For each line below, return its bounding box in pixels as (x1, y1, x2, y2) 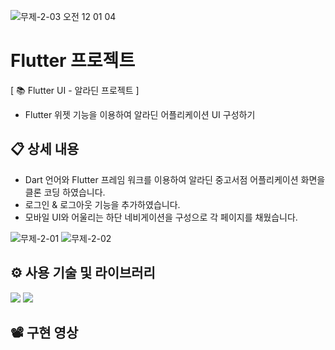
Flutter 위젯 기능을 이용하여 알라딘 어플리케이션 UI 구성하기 (24, 108, 256, 120)
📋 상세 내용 (10, 141, 80, 158)
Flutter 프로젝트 (10, 50, 136, 72)
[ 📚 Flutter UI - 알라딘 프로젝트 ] (10, 84, 140, 96)
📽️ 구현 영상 (10, 324, 79, 341)
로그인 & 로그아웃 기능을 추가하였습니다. (24, 198, 181, 210)
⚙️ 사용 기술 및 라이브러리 (10, 265, 156, 282)
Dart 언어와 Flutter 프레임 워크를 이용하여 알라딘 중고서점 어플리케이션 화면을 (24, 173, 326, 185)
